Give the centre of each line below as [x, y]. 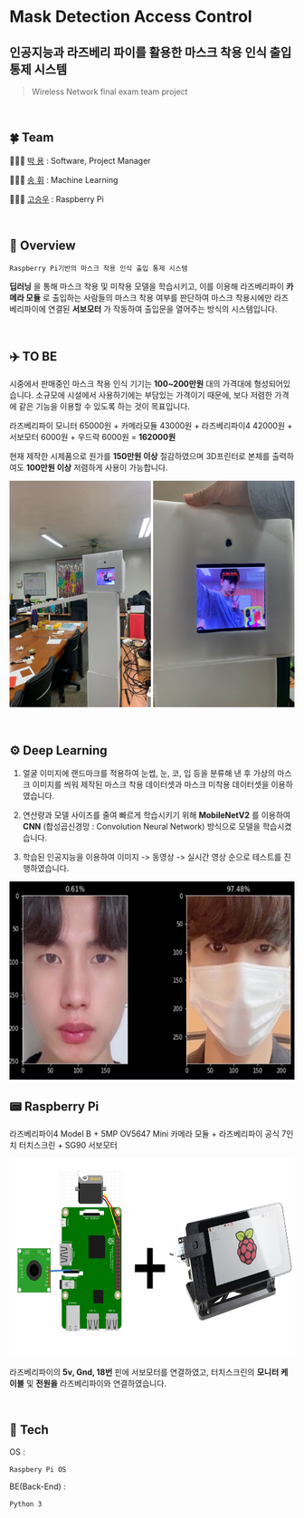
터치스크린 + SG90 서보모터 [68, 1145]
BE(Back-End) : [38, 1486]
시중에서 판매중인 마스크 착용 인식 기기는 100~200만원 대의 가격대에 [131, 384]
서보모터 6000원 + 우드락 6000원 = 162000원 [93, 437]
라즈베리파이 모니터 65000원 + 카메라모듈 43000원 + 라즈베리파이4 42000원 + [151, 426]
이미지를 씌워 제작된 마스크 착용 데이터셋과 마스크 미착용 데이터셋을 [151, 784]
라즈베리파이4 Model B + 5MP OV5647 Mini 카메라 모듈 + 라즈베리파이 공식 [145, 1134]
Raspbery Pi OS [38, 1469]
